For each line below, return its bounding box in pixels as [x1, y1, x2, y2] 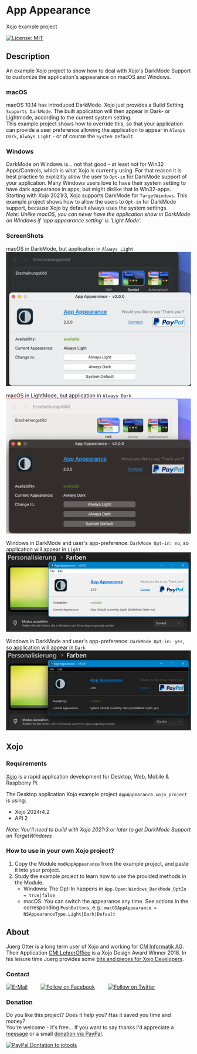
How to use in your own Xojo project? [6, 847, 114, 855]
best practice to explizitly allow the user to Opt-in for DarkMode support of [6, 173, 187, 180]
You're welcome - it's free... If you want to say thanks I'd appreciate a [6, 1024, 174, 1031]
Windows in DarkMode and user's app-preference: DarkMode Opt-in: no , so [6, 539, 189, 546]
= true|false [23, 892, 56, 898]
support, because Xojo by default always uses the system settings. [6, 204, 168, 212]
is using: [6, 797, 26, 804]
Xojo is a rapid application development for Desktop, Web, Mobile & [6, 773, 169, 780]
